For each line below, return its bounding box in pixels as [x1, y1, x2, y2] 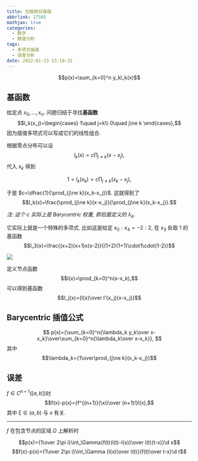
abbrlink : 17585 [6, 14, 46, 20]
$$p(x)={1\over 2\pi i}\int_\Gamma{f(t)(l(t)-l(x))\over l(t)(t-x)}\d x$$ [18, 439, 180, 446]
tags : [6, 42, 20, 48]
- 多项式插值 [12, 47, 40, 53]
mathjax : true [6, 19, 42, 25]
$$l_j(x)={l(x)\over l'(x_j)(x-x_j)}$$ [57, 294, 142, 301]
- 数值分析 [12, 36, 35, 42]
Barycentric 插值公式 [6, 312, 84, 323]
